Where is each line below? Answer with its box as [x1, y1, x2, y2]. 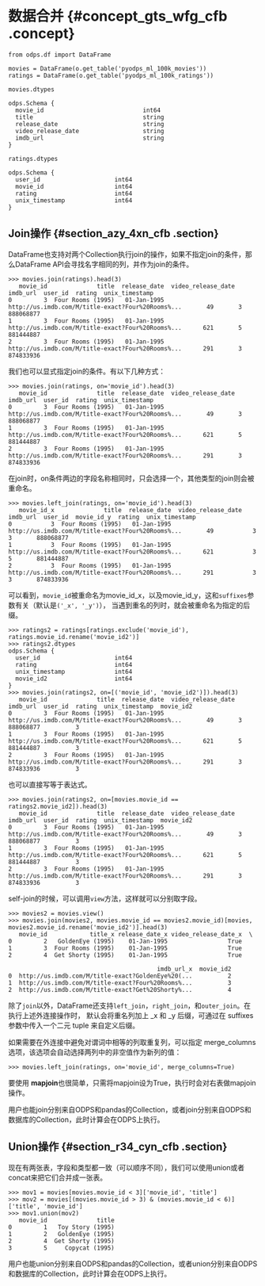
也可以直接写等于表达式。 [8, 779, 92, 789]
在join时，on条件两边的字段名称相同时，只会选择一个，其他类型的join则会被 [8, 473, 255, 483]
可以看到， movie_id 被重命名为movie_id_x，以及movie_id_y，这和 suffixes [8, 590, 248, 599]
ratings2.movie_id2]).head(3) [8, 802, 108, 810]
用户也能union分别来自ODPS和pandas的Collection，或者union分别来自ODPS [8, 1258, 258, 1269]
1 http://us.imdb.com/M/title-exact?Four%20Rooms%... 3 [8, 978, 232, 987]
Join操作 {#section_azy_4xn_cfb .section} [8, 227, 219, 240]
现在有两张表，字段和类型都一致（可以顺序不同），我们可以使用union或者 [8, 1162, 245, 1172]
